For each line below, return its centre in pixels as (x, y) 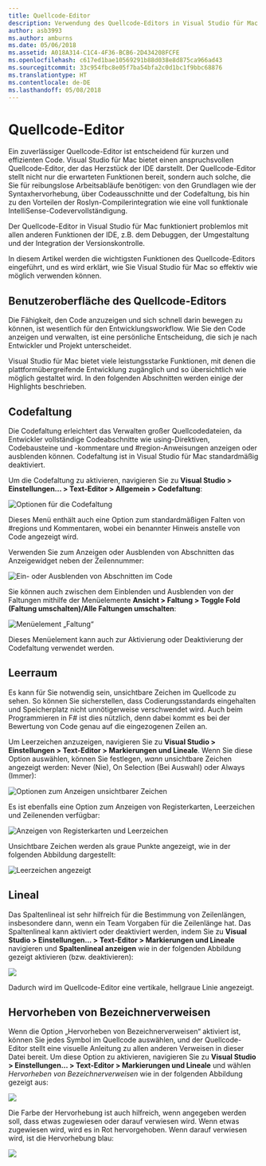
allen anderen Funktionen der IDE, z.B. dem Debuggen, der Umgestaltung (129, 235)
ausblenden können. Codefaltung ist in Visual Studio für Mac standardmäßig (133, 456)
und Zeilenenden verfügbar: (54, 815)
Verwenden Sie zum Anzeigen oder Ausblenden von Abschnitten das (121, 552)
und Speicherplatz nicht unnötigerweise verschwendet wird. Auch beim (125, 709)
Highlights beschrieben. (47, 387)
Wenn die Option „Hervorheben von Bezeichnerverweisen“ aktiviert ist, (125, 1032)
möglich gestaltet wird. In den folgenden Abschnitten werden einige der (126, 378)
